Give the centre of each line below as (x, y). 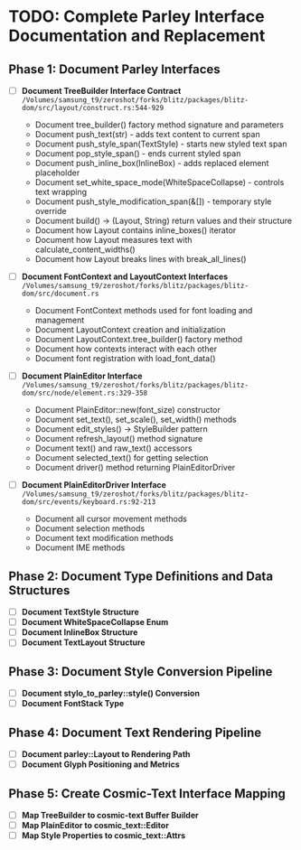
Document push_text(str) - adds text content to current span (147, 135)
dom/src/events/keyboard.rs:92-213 (89, 502)
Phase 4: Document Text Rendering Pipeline (135, 732)
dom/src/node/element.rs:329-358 (85, 393)
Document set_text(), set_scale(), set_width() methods (136, 420)
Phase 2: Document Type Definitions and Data (141, 576)
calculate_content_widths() (85, 249)
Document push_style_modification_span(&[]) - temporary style (153, 201)
